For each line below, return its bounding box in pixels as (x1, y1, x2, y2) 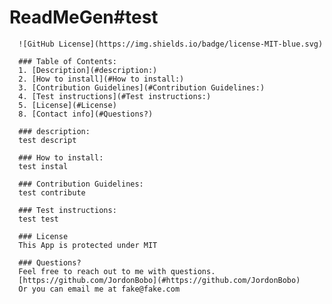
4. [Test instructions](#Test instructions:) (18, 91, 212, 101)
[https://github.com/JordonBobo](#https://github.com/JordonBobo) (18, 275, 301, 285)
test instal (18, 161, 69, 171)
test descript (18, 135, 77, 145)
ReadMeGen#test (9, 6, 159, 29)
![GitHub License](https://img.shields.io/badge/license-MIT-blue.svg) (18, 39, 324, 49)
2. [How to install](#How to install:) (18, 74, 185, 84)
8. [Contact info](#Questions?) (18, 109, 154, 119)
